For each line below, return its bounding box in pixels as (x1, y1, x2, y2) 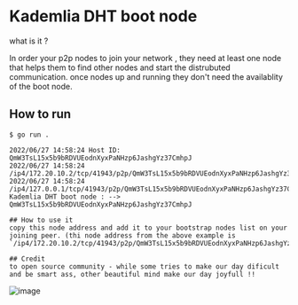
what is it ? (9, 35, 49, 46)
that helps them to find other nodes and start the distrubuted (9, 62, 231, 73)
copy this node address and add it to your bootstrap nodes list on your (9, 223, 288, 232)
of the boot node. (9, 81, 73, 91)
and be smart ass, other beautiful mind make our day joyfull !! (9, 270, 255, 278)
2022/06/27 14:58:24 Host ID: (9, 145, 122, 154)
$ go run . (9, 130, 50, 139)
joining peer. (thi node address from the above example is (9, 231, 237, 240)
